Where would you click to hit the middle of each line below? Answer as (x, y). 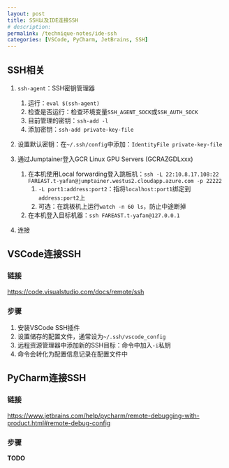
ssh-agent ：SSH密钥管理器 (56, 88)
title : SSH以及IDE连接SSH (43, 20)
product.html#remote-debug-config (59, 423)
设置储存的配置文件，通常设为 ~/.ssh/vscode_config (91, 336)
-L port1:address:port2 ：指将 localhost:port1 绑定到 (114, 188)
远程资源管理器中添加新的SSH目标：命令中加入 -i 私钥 (94, 345)
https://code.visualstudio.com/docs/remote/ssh (76, 291)
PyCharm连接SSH (47, 378)
